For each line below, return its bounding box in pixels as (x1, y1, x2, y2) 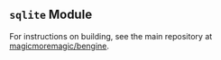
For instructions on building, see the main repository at (9, 30, 213, 41)
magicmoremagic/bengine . (9, 40, 110, 51)
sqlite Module (9, 7, 93, 22)
